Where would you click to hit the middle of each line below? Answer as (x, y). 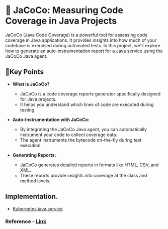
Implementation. (32, 197)
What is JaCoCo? (31, 84)
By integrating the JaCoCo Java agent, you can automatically (83, 129)
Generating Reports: (34, 155)
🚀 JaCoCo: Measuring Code (64, 10)
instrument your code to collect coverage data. (68, 135)
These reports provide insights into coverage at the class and (83, 175)
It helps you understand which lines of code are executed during (87, 104)
